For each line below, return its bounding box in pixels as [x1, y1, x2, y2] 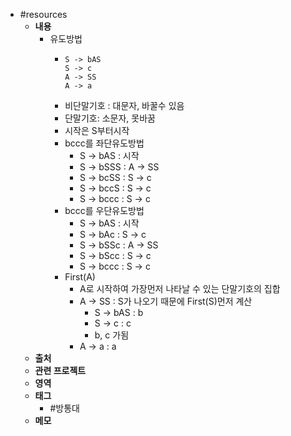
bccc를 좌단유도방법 [64, 137, 145, 149]
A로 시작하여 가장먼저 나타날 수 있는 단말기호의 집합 [79, 283, 281, 294]
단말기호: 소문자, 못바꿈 [64, 112, 156, 124]
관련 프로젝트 [34, 365, 87, 376]
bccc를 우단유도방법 [64, 205, 145, 216]
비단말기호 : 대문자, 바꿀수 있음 [64, 100, 185, 111]
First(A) [64, 271, 96, 283]
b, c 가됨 [94, 329, 130, 341]
